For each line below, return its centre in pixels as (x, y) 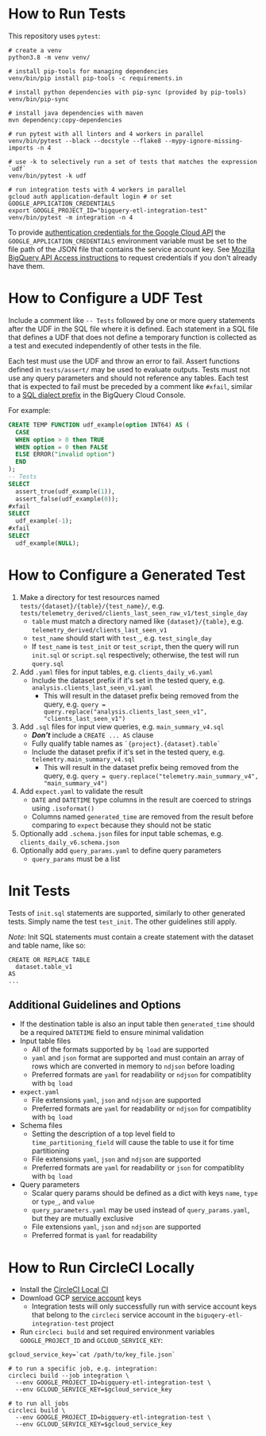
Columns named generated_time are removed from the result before (143, 816)
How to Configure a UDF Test (106, 298)
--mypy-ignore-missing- (204, 141)
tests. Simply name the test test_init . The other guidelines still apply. (123, 921)
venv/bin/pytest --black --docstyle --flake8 (85, 141)
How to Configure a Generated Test (127, 575)
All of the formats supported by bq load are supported (120, 1049)
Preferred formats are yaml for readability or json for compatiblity (138, 1168)
